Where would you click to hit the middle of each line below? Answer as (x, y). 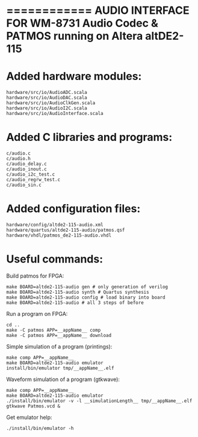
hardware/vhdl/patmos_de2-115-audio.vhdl (59, 235)
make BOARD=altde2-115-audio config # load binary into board (86, 297)
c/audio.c (19, 153)
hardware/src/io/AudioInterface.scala (55, 114)
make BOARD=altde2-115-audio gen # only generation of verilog (87, 287)
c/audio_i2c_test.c (31, 175)
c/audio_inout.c (26, 169)
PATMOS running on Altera (75, 36)
